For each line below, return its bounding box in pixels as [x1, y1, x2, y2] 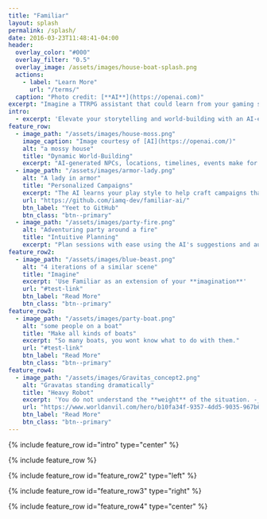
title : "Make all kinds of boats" [22, 329, 137, 338]
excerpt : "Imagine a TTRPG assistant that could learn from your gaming [8, 100, 254, 108]
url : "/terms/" [29, 85, 80, 94]
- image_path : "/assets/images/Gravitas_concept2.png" [15, 374, 201, 382]
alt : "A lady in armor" [22, 174, 102, 183]
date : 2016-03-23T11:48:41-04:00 [8, 33, 119, 42]
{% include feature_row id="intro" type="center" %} [8, 440, 180, 449]
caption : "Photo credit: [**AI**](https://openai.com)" [15, 93, 204, 101]
